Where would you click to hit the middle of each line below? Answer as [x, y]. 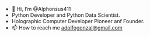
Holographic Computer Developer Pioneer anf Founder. [78, 21]
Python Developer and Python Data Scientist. [66, 15]
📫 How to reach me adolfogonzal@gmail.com [67, 28]
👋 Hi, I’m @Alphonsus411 [41, 9]
